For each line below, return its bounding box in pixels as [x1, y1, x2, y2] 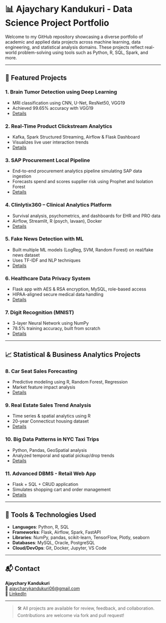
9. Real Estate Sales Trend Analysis [5, 402, 91, 409]
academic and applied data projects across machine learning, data [5, 39, 141, 45]
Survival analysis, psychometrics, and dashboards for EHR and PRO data [12, 213, 161, 219]
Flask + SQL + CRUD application [12, 481, 79, 487]
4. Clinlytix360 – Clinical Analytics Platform [5, 201, 112, 208]
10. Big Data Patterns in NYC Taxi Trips [5, 436, 99, 443]
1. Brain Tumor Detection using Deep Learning [5, 89, 118, 96]
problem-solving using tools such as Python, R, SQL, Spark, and [17, 49, 148, 55]
